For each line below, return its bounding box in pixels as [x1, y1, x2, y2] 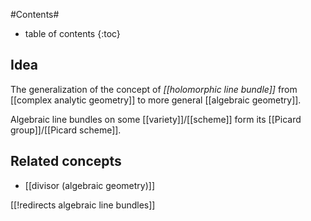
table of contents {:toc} [24, 28, 121, 39]
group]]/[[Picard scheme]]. [10, 124, 122, 136]
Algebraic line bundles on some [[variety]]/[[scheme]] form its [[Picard [10, 113, 302, 125]
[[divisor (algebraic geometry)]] [24, 179, 156, 191]
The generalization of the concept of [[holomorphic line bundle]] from [10, 83, 298, 95]
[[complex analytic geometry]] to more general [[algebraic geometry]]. [10, 94, 302, 106]
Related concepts [10, 153, 122, 170]
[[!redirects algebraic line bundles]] [10, 199, 156, 211]
